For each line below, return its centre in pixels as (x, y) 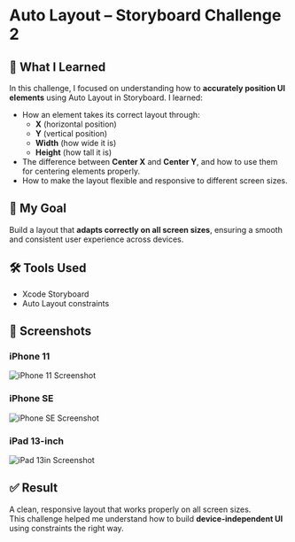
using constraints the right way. (66, 528)
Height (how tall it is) (74, 152)
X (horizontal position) (76, 124)
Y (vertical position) (71, 133)
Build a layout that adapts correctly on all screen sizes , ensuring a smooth (146, 229)
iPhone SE (31, 399)
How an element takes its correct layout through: (111, 115)
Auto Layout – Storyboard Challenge (145, 15)
